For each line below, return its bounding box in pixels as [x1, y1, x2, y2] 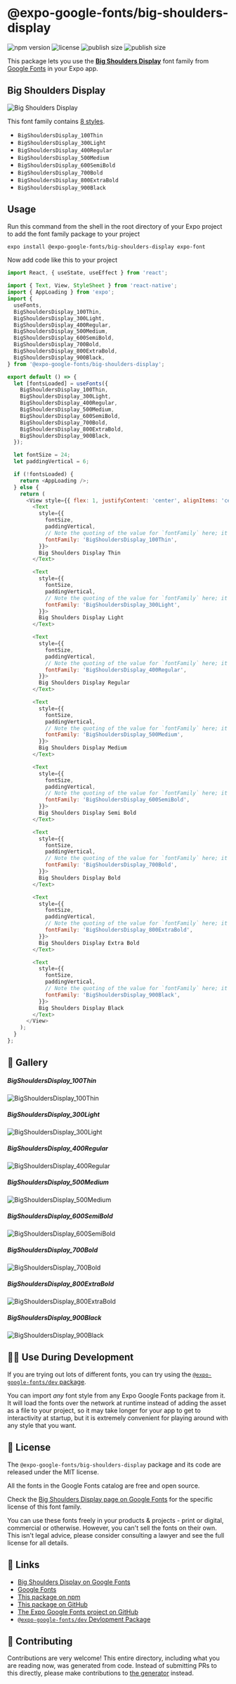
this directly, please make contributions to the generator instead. [7, 1669, 195, 1678]
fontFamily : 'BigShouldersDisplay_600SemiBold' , [44, 797, 190, 804]
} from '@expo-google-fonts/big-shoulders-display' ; [7, 360, 165, 367]
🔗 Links [7, 1559, 40, 1571]
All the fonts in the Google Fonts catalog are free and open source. [7, 1481, 200, 1490]
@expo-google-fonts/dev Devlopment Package [17, 1615, 151, 1623]
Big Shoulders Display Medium [38, 745, 128, 752]
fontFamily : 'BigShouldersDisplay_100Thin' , [44, 536, 178, 543]
